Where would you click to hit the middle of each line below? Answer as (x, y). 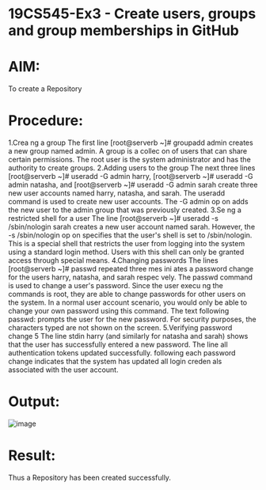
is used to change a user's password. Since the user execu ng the (116, 286)
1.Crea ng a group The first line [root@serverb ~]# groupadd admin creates (131, 142)
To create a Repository (45, 89)
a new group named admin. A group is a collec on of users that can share (128, 151)
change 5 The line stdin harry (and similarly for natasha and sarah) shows (128, 336)
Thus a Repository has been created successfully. (90, 477)
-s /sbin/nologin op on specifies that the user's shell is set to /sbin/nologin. (130, 235)
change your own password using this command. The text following (119, 311)
